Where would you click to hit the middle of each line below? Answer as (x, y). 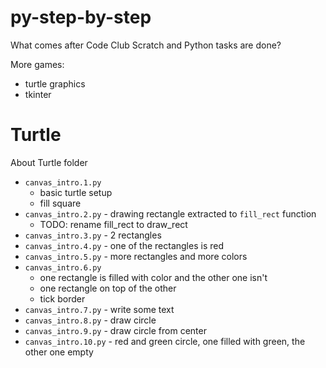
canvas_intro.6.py (63, 267)
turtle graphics (55, 83)
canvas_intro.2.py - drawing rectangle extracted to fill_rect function (170, 213)
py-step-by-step (81, 17)
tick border (62, 298)
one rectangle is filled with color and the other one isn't (153, 277)
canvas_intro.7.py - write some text (99, 309)
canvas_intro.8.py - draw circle (90, 320)
